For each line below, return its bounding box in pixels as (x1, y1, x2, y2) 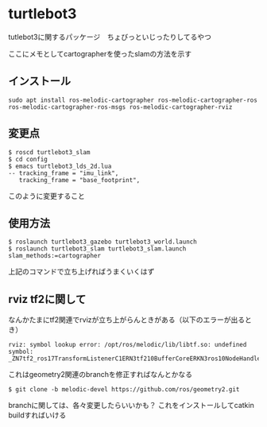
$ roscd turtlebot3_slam (8, 148, 91, 156)
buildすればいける (8, 410, 67, 420)
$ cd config (8, 155, 48, 163)
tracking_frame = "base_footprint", (18, 176, 141, 184)
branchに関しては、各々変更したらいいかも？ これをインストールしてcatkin (8, 401, 254, 410)
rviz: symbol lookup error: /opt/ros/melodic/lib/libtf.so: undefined (8, 341, 247, 349)
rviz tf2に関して (8, 292, 87, 306)
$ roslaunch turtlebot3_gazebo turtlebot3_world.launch (8, 238, 197, 246)
